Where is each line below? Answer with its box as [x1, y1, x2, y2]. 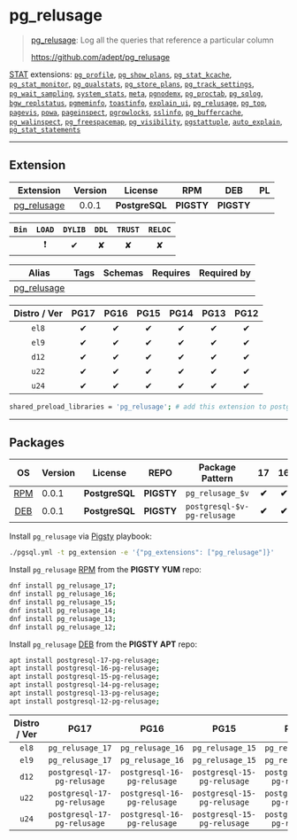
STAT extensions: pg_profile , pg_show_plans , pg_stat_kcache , [9, 68, 232, 80]
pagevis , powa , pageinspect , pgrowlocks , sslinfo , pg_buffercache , [9, 106, 244, 117]
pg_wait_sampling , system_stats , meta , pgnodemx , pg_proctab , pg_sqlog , [9, 88, 263, 98]
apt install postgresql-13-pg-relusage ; [9, 688, 161, 698]
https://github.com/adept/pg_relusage [30, 51, 171, 62]
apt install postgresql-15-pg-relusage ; [9, 673, 161, 681]
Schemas [103, 267, 144, 279]
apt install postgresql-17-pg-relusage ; [9, 656, 161, 665]
